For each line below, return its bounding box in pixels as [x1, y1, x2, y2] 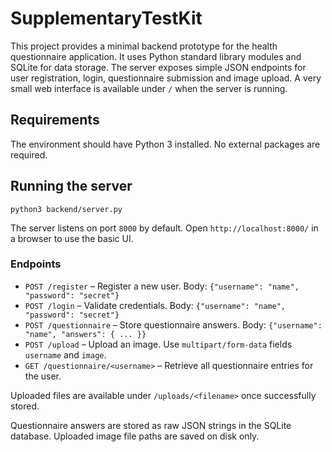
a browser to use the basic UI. [10, 232, 134, 244]
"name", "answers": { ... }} [24, 329, 147, 339]
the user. [24, 370, 62, 382]
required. [10, 148, 48, 161]
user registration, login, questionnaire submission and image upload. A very [10, 72, 322, 84]
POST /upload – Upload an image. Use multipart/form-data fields [24, 338, 293, 350]
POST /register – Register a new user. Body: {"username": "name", [24, 280, 300, 292]
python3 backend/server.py [10, 204, 123, 214]
